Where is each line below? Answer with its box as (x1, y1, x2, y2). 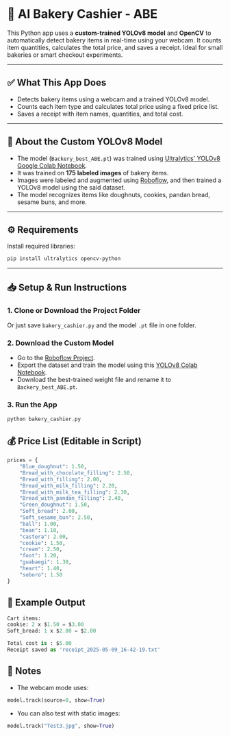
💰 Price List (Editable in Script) (7, 435, 142, 447)
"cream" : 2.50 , (19, 546, 63, 553)
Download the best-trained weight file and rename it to (16, 376, 172, 384)
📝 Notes (7, 665, 42, 677)
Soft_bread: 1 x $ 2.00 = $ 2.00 (7, 628, 97, 635)
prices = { (7, 457, 38, 464)
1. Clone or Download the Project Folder (7, 305, 141, 315)
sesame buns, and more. (16, 198, 87, 206)
